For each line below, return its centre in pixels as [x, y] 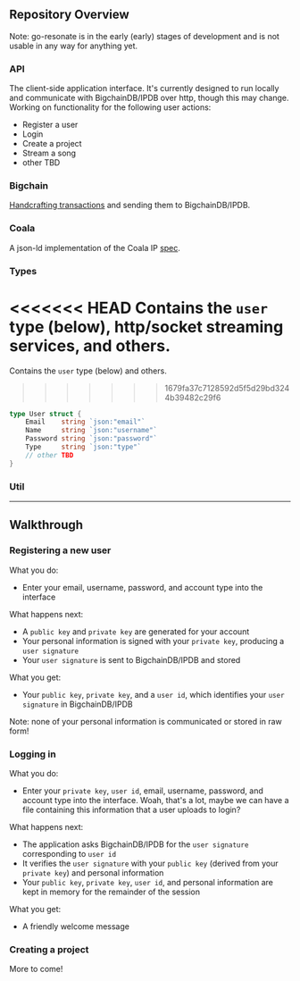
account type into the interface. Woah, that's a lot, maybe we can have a [155, 800]
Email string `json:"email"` [85, 422]
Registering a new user [60, 550]
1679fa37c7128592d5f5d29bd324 [227, 388]
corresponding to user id [69, 853]
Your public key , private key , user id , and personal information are [148, 882]
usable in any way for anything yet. [74, 46]
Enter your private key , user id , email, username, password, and [142, 791]
